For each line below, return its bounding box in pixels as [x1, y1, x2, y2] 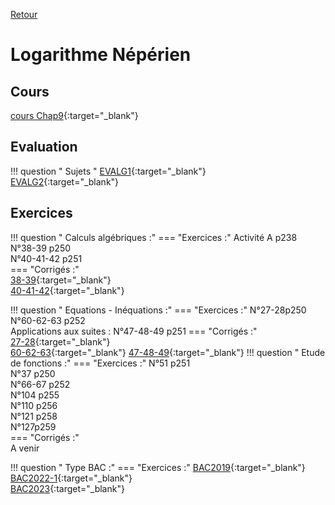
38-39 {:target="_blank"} [10, 274, 112, 286]
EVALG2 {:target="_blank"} [10, 175, 120, 188]
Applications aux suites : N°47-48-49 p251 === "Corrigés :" [10, 325, 258, 337]
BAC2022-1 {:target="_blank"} [10, 472, 133, 484]
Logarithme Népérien [10, 44, 192, 66]
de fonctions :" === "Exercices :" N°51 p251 [10, 357, 191, 369]
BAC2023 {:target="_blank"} [10, 482, 125, 494]
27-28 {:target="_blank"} [10, 335, 111, 348]
